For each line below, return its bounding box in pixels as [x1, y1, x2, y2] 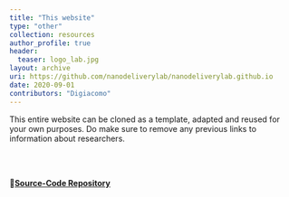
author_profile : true [9, 38, 92, 48]
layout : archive [9, 64, 71, 73]
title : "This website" [9, 13, 95, 23]
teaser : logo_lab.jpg [17, 55, 100, 64]
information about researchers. [9, 133, 125, 144]
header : [9, 47, 39, 56]
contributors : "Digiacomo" [9, 89, 111, 98]
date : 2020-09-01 [9, 80, 75, 89]
